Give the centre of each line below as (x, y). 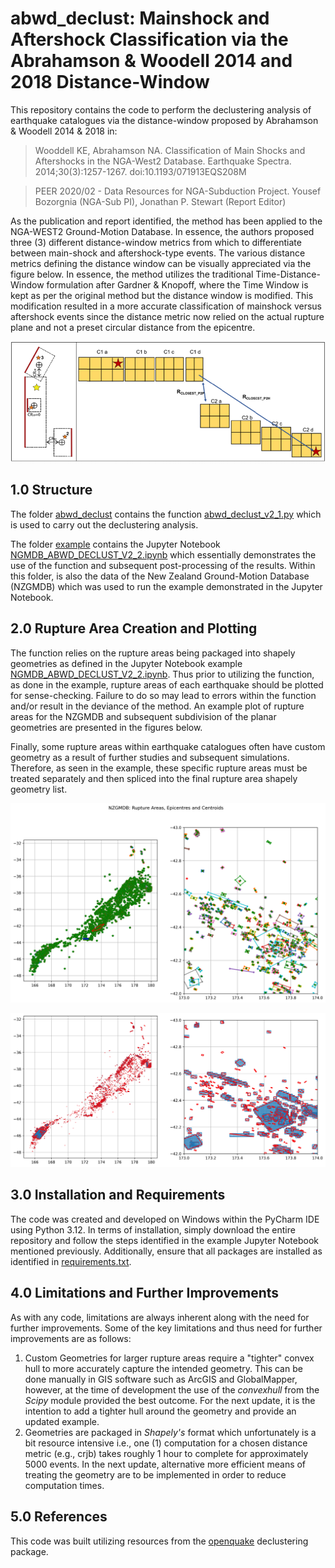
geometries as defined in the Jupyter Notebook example (126, 663)
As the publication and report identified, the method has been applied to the (166, 221)
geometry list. (39, 789)
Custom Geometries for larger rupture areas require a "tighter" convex (169, 1358)
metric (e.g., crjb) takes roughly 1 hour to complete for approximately (166, 1453)
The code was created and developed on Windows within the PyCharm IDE (165, 1219)
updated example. (62, 1421)
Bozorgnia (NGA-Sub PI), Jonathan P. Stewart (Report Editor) (160, 201)
